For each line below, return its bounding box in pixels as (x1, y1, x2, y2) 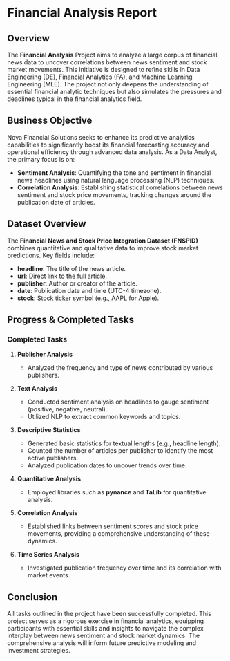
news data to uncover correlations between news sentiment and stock (7, 58, 207, 66)
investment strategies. (7, 646, 70, 655)
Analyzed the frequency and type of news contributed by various (27, 364, 213, 372)
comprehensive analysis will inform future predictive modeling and (7, 639, 197, 647)
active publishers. (27, 454, 78, 463)
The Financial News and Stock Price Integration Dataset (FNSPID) (7, 236, 198, 245)
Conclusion (7, 591, 58, 603)
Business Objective (7, 115, 93, 127)
